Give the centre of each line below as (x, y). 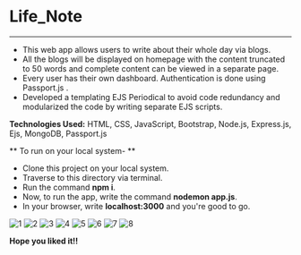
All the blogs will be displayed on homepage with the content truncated (154, 59)
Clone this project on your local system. (95, 168)
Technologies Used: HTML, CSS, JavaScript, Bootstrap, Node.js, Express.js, (150, 123)
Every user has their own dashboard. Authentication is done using (144, 78)
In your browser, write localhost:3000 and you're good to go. (136, 206)
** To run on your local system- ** (73, 150)
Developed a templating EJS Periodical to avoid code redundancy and (151, 97)
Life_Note (46, 17)
